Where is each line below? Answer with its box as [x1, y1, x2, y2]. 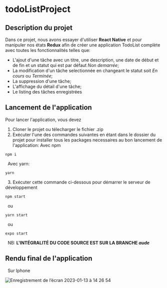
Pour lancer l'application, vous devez [5, 116, 81, 122]
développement [5, 184, 37, 190]
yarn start [5, 212, 28, 217]
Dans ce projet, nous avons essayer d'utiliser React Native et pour [5, 36, 142, 42]
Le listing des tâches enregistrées [12, 89, 82, 94]
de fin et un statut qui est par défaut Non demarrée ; [12, 62, 119, 68]
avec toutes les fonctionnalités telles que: [5, 47, 91, 53]
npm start [5, 194, 26, 199]
